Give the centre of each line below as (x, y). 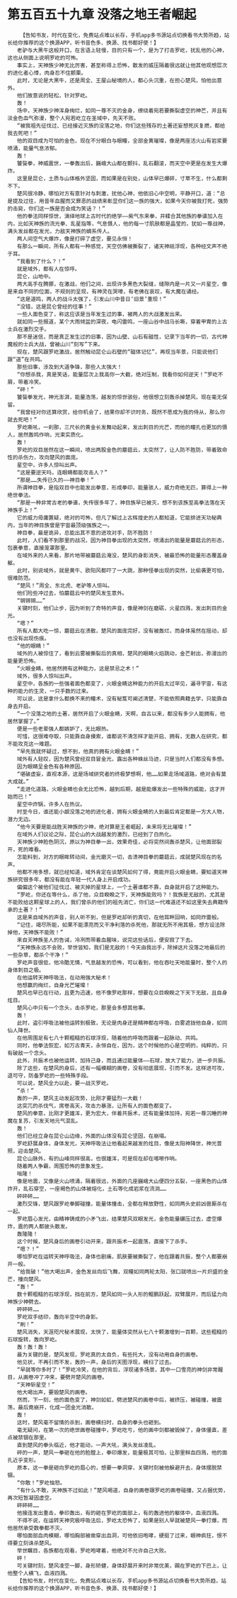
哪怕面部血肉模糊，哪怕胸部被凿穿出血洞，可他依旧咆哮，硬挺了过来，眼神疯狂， (117, 1536)
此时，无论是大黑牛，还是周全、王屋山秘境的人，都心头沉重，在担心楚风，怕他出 (117, 80)
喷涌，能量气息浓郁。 (34, 148)
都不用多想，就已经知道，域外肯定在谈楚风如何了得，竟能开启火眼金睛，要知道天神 (125, 872)
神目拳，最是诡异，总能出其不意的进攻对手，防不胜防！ (85, 533)
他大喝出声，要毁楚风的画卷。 (53, 1392)
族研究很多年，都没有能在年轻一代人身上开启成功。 (71, 880)
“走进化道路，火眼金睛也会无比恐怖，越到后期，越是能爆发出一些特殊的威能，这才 (118, 789)
